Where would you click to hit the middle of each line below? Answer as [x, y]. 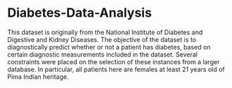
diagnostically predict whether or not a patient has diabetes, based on [109, 47]
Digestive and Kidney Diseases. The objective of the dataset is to [102, 39]
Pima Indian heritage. [38, 76]
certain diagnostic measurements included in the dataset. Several [103, 54]
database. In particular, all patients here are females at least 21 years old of [116, 69]
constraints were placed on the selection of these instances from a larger [114, 61]
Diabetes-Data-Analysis [80, 13]
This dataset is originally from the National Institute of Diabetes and [105, 32]
